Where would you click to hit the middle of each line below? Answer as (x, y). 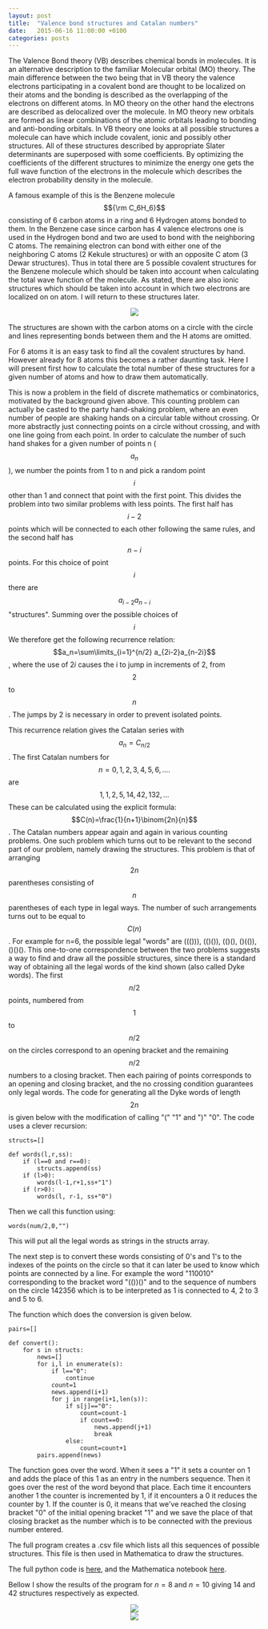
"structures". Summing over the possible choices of (93, 614)
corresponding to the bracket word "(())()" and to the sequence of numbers (132, 1282)
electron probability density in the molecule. (81, 180)
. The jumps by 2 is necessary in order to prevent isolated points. (115, 714)
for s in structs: (53, 1350)
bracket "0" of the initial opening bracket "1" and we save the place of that (131, 1512)
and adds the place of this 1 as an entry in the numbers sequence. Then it (129, 1479)
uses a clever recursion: (48, 1125)
